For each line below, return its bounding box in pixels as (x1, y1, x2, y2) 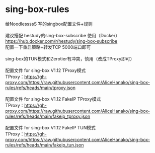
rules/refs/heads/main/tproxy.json (5, 85, 75, 91)
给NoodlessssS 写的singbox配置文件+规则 (5, 21, 93, 27)
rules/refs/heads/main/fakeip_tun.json (5, 142, 84, 148)
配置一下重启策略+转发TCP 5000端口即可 (5, 44, 91, 50)
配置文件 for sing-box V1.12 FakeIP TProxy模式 (5, 96, 101, 102)
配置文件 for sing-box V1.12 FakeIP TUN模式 (5, 124, 96, 130)
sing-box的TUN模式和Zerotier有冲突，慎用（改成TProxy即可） (5, 55, 135, 61)
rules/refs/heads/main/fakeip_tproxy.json (5, 113, 91, 119)
